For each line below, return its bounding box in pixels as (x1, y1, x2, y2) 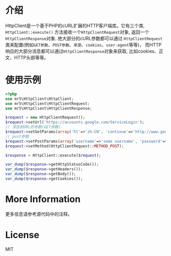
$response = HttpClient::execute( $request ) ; (5, 153, 101, 158)
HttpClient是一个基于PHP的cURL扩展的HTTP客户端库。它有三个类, (5, 22, 145, 29)
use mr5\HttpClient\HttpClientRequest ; (5, 101, 90, 106)
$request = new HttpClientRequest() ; (5, 115, 85, 120)
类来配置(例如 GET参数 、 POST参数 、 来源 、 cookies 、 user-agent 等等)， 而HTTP (5, 41, 162, 48)
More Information (5, 194, 81, 205)
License (5, 229, 40, 241)
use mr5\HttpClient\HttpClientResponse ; (5, 106, 93, 111)
